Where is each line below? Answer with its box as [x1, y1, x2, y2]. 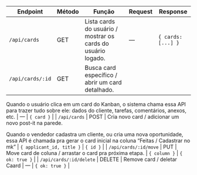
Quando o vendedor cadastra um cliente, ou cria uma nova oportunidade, [6, 131, 184, 137]
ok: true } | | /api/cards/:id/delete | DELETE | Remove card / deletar [6, 156, 178, 163]
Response [159, 8, 188, 15]
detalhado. [84, 86, 114, 93]
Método [56, 8, 79, 15]
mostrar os [84, 32, 115, 40]
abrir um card [84, 79, 122, 86]
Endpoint [17, 8, 43, 15]
